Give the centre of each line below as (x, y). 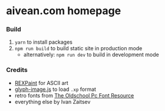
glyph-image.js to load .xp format (55, 89)
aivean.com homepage (64, 11)
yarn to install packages (43, 42)
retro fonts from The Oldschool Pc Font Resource (74, 95)
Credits (17, 70)
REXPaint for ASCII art (42, 83)
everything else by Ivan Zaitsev (52, 102)
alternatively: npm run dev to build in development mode (91, 55)
